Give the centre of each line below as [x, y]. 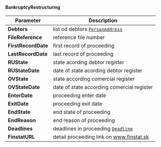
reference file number [79, 37]
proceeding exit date [78, 104]
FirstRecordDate [28, 46]
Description [103, 20]
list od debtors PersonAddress [88, 29]
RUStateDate [24, 70]
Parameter [28, 20]
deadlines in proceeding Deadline [93, 129]
